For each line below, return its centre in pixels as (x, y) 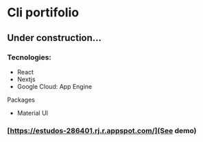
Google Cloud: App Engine (55, 86)
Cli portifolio (43, 13)
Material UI (33, 113)
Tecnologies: (29, 57)
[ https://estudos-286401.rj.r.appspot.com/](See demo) (102, 130)
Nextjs (26, 79)
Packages (21, 100)
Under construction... (54, 38)
